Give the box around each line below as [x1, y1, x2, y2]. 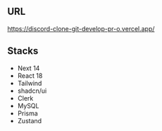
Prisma [17, 109, 39, 118]
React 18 [17, 71, 43, 80]
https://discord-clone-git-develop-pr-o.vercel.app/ [7, 24, 155, 33]
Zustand [17, 116, 42, 125]
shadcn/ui [17, 86, 47, 95]
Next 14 [17, 64, 40, 72]
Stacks [7, 45, 39, 57]
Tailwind [17, 79, 42, 87]
